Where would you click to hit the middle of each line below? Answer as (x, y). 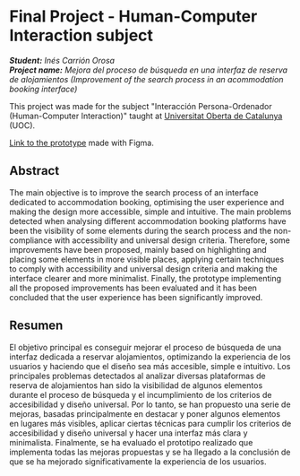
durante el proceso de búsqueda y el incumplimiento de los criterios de (141, 394)
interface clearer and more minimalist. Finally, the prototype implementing (146, 278)
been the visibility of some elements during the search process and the (141, 230)
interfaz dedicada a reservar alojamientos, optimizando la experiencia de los (150, 357)
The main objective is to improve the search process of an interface (134, 192)
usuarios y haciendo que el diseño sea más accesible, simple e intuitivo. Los (150, 366)
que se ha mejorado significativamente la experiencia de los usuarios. (138, 461)
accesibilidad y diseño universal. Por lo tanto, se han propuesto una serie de (150, 404)
